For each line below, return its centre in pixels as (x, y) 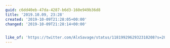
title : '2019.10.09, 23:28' (35, 15)
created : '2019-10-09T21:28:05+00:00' (46, 19)
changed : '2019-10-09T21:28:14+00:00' (46, 24)
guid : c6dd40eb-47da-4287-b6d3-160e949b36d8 (53, 10)
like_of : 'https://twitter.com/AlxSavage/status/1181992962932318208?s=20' (87, 38)
